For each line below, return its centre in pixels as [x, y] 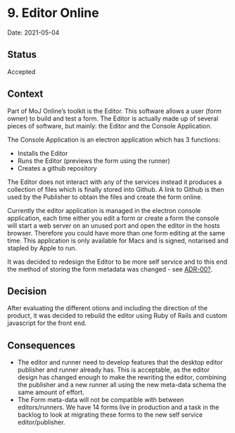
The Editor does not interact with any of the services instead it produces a [115, 182]
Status [22, 55]
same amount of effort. [51, 392]
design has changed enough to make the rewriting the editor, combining [122, 377]
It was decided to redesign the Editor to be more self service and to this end [117, 262]
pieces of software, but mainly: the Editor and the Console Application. [110, 126]
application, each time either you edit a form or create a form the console [113, 218]
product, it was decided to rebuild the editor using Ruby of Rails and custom [117, 316]
